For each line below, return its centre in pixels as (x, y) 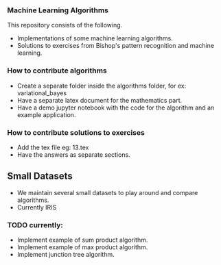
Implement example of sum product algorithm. (82, 240)
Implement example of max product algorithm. (82, 247)
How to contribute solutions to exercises (76, 132)
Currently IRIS (37, 207)
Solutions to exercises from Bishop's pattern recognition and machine (116, 46)
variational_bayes (42, 93)
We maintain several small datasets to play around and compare (107, 192)
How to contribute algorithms (57, 71)
